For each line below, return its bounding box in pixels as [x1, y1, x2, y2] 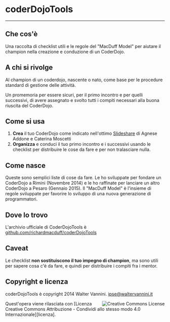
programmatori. [5, 196, 38, 202]
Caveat [5, 244, 29, 253]
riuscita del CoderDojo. [5, 102, 54, 109]
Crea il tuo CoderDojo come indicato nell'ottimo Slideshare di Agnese [12, 130, 158, 137]
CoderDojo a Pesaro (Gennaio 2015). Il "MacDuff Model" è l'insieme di [5, 185, 152, 191]
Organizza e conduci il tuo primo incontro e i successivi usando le [12, 141, 151, 147]
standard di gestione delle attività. [5, 82, 76, 88]
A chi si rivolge [5, 63, 53, 72]
